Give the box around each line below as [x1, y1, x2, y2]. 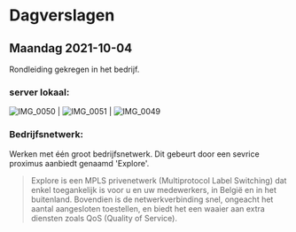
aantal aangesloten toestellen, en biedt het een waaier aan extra [30, 203, 266, 213]
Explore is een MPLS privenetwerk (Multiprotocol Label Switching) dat [30, 174, 287, 186]
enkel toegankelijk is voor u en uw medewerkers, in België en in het [30, 184, 277, 195]
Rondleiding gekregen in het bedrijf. [9, 64, 140, 74]
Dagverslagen [9, 5, 115, 26]
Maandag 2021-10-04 [9, 41, 133, 56]
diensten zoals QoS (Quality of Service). [30, 213, 177, 223]
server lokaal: [9, 86, 70, 98]
